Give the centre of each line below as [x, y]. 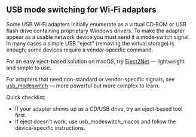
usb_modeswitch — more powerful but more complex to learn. [83, 86]
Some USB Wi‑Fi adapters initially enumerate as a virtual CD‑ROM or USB [97, 24]
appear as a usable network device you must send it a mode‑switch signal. [98, 37]
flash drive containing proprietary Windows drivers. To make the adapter [96, 31]
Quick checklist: [26, 97]
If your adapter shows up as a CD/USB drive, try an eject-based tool [99, 109]
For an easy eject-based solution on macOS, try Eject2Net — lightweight [96, 61]
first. [21, 115]
